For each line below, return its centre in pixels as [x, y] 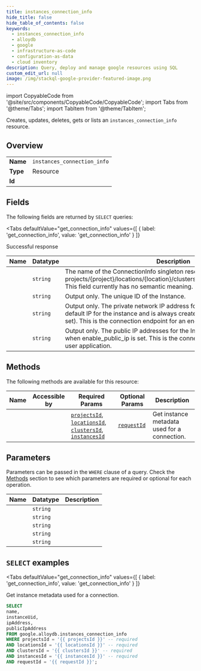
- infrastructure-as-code [44, 51]
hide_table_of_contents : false [45, 23]
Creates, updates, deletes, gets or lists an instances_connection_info [92, 120]
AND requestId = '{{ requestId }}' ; [52, 662]
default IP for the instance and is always [121, 313]
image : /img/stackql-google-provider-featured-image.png [79, 79]
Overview [25, 146]
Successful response [32, 246]
